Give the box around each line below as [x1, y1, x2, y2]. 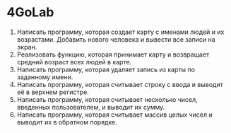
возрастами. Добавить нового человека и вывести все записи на [16, 35, 216, 43]
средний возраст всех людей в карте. [16, 57, 132, 66]
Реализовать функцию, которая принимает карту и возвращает [16, 50, 210, 59]
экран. [16, 42, 37, 51]
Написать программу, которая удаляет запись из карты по [16, 65, 196, 74]
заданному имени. [16, 72, 73, 81]
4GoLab [6, 4, 54, 21]
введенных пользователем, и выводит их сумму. [16, 103, 165, 111]
